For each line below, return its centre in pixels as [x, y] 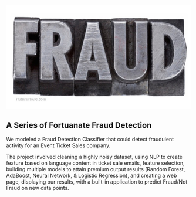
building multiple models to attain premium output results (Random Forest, [96, 169]
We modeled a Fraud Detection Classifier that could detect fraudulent [90, 140]
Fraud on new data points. [38, 188]
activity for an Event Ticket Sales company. [58, 145]
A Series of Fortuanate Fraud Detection [79, 125]
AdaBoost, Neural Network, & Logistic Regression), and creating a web [92, 176]
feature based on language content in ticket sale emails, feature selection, [95, 163]
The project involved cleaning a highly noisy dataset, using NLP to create [94, 157]
